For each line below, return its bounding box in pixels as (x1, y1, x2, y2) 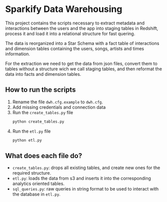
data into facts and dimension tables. (5, 71, 81, 77)
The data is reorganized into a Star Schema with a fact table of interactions (5, 40, 159, 46)
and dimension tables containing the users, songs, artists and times (5, 45, 144, 51)
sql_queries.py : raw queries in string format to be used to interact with (12, 186, 159, 192)
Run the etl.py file (12, 128, 51, 134)
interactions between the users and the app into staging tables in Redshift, (5, 25, 158, 31)
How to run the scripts (5, 86, 76, 94)
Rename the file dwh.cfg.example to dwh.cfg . (12, 99, 103, 105)
